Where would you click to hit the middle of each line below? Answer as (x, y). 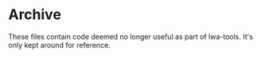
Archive (35, 15)
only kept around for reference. (60, 44)
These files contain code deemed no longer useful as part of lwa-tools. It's (130, 37)
